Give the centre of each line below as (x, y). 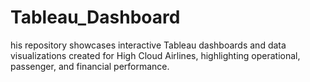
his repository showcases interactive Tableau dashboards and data (148, 45)
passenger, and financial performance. (90, 66)
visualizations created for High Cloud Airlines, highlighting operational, (155, 55)
